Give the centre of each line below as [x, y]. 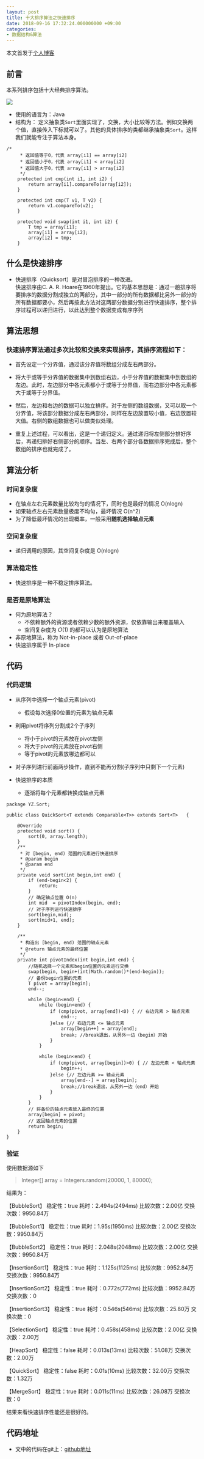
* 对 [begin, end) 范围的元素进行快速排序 [69, 853]
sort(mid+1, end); [51, 920]
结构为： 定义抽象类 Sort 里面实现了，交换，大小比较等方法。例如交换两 [104, 122]
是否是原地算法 [28, 600]
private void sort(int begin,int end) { [69, 875]
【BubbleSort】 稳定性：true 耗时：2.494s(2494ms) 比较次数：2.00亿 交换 [101, 1206]
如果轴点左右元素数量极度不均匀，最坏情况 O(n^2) [78, 512]
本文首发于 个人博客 [30, 53]
